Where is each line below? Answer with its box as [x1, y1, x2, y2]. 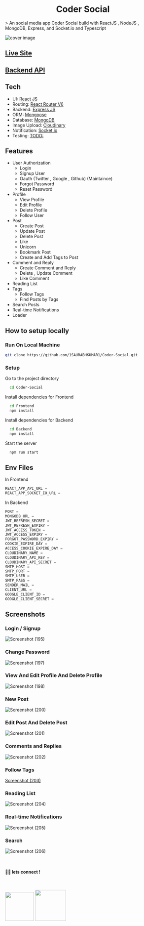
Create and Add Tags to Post [19, 254, 78, 260]
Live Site [5, 49, 32, 57]
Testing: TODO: [12, 132, 44, 138]
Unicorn [19, 244, 36, 250]
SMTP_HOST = [5, 564, 30, 569]
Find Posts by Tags [19, 296, 59, 302]
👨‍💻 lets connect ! [5, 869, 41, 875]
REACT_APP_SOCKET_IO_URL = [5, 491, 61, 496]
